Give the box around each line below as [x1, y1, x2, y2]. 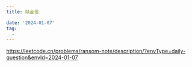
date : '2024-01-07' [6, 19, 55, 26]
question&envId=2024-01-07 [6, 54, 78, 61]
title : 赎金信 [6, 8, 39, 15]
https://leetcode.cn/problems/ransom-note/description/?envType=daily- [6, 48, 186, 55]
